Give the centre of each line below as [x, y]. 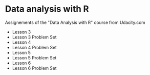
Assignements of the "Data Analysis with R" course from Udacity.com [75, 22]
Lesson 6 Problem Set [34, 68]
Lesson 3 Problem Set [34, 37]
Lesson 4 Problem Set [34, 47]
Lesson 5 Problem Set [34, 57]
